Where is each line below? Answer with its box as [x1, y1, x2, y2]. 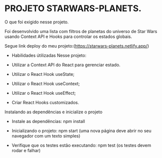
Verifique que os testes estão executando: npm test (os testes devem [11, 142, 152, 148]
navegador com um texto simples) [11, 133, 81, 139]
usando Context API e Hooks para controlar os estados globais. [4, 34, 132, 39]
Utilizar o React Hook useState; [11, 71, 75, 77]
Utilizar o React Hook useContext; [11, 81, 80, 87]
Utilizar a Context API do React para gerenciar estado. [11, 62, 121, 68]
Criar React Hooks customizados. [11, 99, 79, 105]
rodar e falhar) [11, 147, 41, 153]
